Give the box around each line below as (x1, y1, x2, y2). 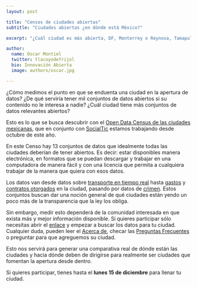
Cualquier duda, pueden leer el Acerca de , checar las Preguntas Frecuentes (6, 227, 189, 234)
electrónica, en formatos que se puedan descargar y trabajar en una (6, 155, 171, 162)
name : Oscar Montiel (11, 51, 62, 57)
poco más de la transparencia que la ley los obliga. (6, 197, 129, 204)
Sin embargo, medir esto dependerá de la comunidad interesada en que (6, 209, 180, 216)
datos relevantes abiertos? (6, 107, 70, 114)
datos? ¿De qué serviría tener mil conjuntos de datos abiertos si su (6, 95, 167, 102)
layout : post (6, 8, 38, 15)
